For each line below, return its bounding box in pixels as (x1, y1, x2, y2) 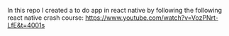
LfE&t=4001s (7, 21, 45, 29)
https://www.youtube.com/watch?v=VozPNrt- (84, 13, 218, 22)
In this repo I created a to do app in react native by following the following (7, 6, 222, 14)
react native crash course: (7, 13, 84, 22)
